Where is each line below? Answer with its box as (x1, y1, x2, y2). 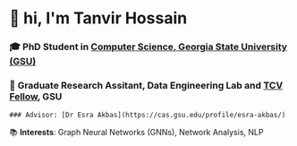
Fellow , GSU (9, 90, 63, 103)
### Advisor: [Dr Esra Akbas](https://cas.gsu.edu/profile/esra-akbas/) (9, 111, 286, 120)
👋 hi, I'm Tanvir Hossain (9, 8, 188, 29)
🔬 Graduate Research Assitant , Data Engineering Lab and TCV (9, 80, 284, 92)
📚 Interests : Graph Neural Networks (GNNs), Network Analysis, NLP (9, 127, 264, 138)
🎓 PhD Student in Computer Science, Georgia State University (9, 40, 288, 53)
